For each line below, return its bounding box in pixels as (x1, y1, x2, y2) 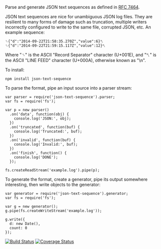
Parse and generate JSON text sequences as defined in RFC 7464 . (5, 4, 140, 10)
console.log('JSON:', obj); (14, 116, 71, 121)
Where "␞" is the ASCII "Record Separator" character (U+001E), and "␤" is (5, 52, 157, 58)
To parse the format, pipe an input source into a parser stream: (5, 85, 133, 91)
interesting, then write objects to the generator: (5, 182, 101, 187)
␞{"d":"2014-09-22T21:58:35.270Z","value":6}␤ (5, 39, 104, 44)
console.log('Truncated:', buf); (14, 129, 82, 134)
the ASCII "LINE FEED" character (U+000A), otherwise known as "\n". (5, 58, 146, 63)
